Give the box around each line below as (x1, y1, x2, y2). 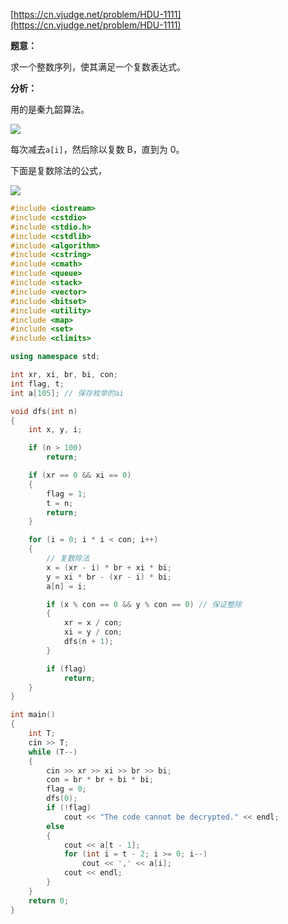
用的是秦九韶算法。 (10, 104, 90, 115)
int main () (10, 710, 56, 720)
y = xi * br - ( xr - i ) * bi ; (46, 572, 172, 582)
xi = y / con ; (63, 627, 123, 638)
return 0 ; (28, 895, 70, 906)
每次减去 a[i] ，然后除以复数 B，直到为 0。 (10, 144, 185, 155)
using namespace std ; (10, 352, 101, 362)
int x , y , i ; (28, 425, 83, 435)
